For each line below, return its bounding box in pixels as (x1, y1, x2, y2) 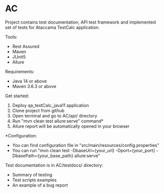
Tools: (5, 34, 18, 40)
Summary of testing (12, 171, 53, 177)
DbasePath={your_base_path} (12, 153, 74, 159)
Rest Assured (12, 43, 40, 49)
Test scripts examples (12, 177, 57, 183)
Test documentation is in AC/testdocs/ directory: (5, 162, 103, 168)
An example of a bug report (12, 182, 68, 188)
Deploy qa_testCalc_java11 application (12, 102, 89, 108)
